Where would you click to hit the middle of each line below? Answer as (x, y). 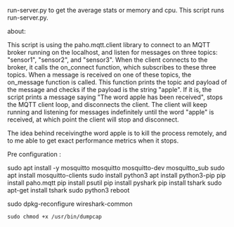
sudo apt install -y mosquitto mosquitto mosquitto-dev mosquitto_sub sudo (116, 168)
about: (17, 31)
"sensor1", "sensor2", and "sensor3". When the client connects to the (108, 60)
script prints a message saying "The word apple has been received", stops (115, 97)
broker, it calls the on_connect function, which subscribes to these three (112, 67)
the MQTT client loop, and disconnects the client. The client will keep (107, 104)
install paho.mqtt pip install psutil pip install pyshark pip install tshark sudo (115, 183)
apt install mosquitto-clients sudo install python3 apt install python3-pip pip (117, 175)
